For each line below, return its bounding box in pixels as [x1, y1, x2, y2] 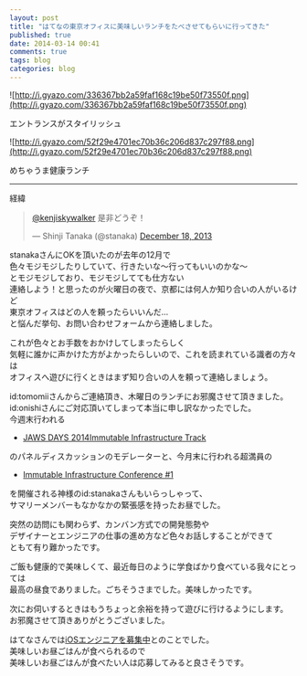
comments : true [9, 48, 68, 57]
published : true [9, 30, 71, 39]
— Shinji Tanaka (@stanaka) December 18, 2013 [31, 230, 213, 241]
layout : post [9, 13, 59, 23]
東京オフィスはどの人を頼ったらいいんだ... [9, 306, 169, 317]
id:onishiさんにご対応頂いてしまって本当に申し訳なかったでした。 [9, 402, 257, 413]
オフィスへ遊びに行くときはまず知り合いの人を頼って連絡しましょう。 [9, 371, 273, 382]
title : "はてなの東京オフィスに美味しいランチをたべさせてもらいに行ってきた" [9, 22, 270, 31]
